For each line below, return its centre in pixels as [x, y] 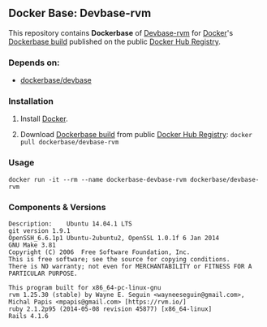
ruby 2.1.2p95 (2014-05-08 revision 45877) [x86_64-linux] [110, 309]
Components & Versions [57, 207]
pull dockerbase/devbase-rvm [69, 142]
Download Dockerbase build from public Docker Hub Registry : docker [136, 135]
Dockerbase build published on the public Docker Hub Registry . [115, 41]
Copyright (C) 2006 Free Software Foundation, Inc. [99, 252]
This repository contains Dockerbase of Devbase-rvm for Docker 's [121, 32]
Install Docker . [44, 119]
